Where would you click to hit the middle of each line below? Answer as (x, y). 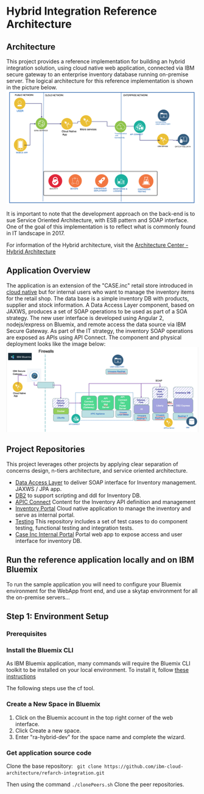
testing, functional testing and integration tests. (74, 528)
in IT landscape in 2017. (36, 233)
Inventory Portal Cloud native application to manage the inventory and (103, 508)
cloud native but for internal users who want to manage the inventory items (100, 292)
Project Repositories (46, 449)
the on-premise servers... (38, 597)
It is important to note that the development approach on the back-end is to (101, 213)
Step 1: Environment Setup (58, 617)
